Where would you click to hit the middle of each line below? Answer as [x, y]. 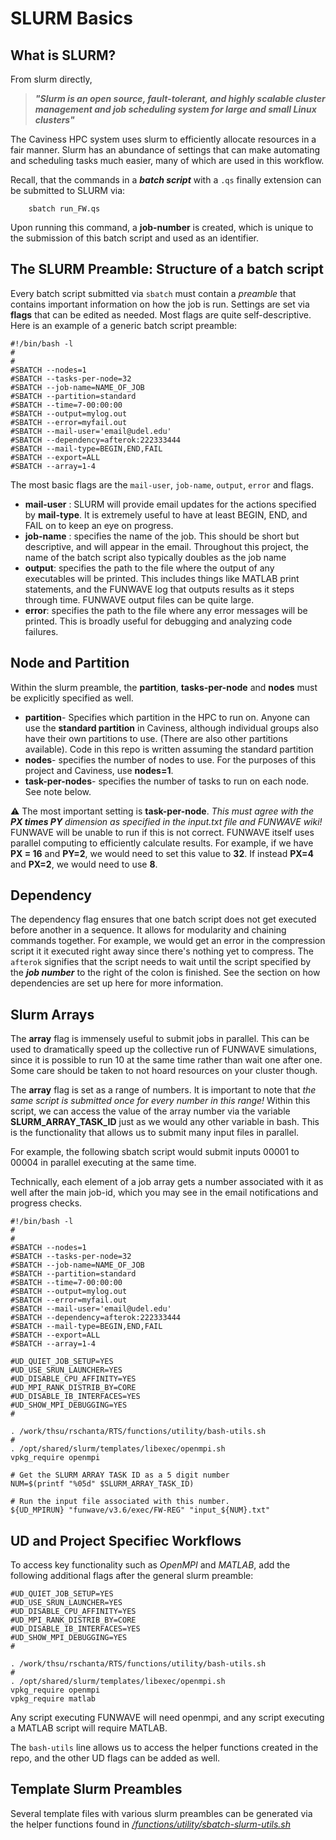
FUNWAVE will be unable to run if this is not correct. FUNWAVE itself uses [162, 832]
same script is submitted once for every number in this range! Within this [160, 1101]
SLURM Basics [71, 18]
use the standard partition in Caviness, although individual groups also [171, 728]
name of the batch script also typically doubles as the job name [155, 557]
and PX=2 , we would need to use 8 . [84, 864]
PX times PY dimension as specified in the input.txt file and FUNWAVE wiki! [166, 821]
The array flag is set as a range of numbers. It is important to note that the [163, 1090]
